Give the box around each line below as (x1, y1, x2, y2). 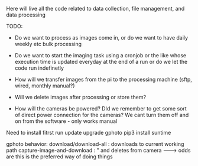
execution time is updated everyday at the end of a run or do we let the (14, 58, 188, 65)
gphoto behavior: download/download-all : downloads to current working (6, 141, 184, 147)
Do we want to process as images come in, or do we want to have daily (14, 34, 188, 41)
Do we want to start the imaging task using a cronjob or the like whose (14, 52, 187, 58)
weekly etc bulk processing (14, 41, 82, 47)
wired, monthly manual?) (14, 82, 75, 89)
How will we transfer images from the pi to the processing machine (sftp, (14, 76, 192, 83)
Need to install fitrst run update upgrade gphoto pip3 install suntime (6, 129, 171, 136)
